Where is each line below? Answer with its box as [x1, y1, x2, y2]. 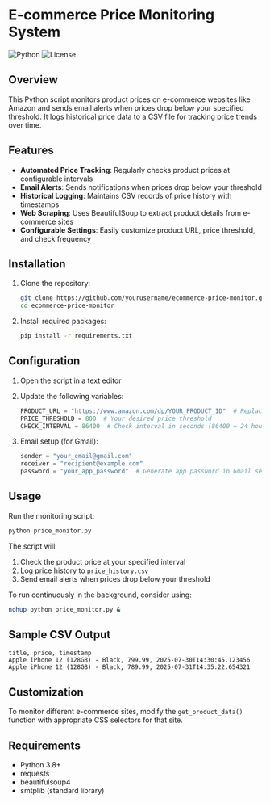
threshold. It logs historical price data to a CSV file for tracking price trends [8, 111, 258, 121]
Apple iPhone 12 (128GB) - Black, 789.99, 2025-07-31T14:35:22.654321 [8, 663, 251, 671]
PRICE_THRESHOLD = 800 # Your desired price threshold [19, 414, 212, 423]
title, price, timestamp [8, 649, 92, 658]
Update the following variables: [19, 391, 124, 401]
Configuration [8, 354, 81, 368]
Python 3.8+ [19, 760, 62, 770]
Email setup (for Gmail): [19, 436, 98, 446]
